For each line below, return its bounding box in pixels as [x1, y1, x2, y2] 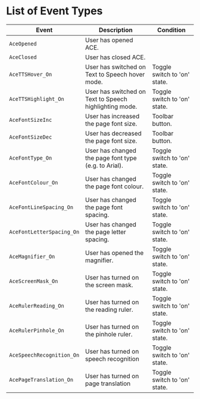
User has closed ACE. [85, 53, 146, 61]
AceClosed [9, 54, 37, 60]
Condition [157, 26, 186, 34]
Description [98, 26, 133, 34]
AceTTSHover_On [9, 70, 52, 78]
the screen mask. [85, 281, 133, 289]
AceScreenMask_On [9, 278, 58, 284]
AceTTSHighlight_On [9, 96, 64, 102]
